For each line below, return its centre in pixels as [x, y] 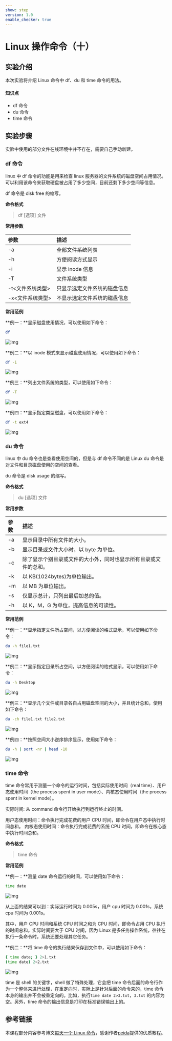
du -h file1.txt [23, 646]
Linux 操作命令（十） [50, 46]
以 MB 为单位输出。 [46, 586]
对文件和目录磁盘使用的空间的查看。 [44, 465]
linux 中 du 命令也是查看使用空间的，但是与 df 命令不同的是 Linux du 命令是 [85, 458]
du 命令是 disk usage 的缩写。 [37, 476]
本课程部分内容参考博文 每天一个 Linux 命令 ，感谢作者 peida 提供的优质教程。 [85, 1033]
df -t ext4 [17, 423]
